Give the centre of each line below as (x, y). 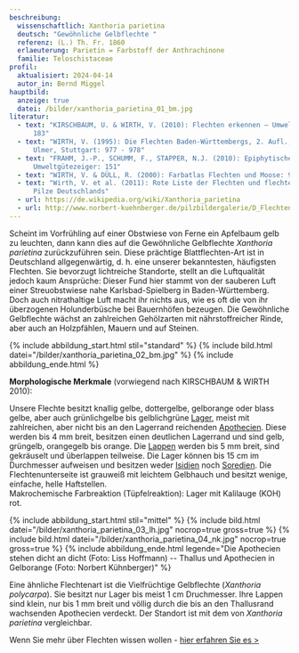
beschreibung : (36, 17)
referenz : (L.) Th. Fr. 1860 (71, 42)
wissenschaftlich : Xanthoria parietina (91, 26)
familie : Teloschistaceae (65, 59)
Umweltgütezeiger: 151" (77, 167)
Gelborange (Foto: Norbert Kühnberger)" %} (90, 567)
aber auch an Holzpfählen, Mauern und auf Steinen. (104, 328)
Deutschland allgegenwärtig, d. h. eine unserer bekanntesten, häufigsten (143, 261)
